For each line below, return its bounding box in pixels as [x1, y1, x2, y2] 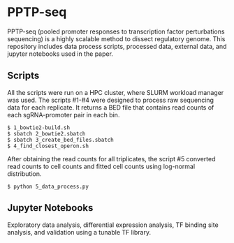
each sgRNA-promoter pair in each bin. [7, 110, 120, 119]
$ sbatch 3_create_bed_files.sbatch [7, 136, 114, 143]
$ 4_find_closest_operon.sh [7, 142, 89, 149]
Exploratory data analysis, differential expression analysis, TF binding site [7, 221, 219, 229]
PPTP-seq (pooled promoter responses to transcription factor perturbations [7, 27, 225, 36]
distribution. [7, 169, 42, 178]
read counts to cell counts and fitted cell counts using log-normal [7, 162, 196, 170]
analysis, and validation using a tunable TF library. [7, 228, 152, 236]
